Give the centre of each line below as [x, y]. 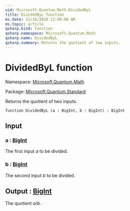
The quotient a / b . [23, 203]
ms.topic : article [24, 24]
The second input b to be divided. [40, 175]
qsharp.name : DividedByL [31, 38]
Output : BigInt [28, 192]
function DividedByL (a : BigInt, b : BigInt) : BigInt [65, 111]
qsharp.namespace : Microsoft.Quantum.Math [50, 33]
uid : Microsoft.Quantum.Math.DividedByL [48, 10]
